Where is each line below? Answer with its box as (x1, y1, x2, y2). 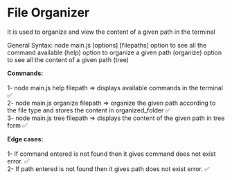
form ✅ (7, 121, 28, 129)
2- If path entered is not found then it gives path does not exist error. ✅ (7, 164, 210, 173)
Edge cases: (7, 134, 44, 143)
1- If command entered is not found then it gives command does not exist (7, 150, 216, 158)
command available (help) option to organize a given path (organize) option (7, 48, 222, 57)
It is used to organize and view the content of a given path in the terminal (7, 28, 216, 36)
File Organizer (7, 5, 90, 21)
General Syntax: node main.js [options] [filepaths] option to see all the (7, 41, 207, 49)
